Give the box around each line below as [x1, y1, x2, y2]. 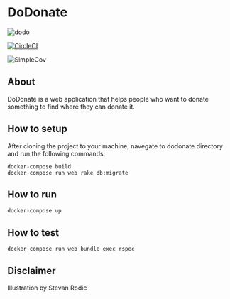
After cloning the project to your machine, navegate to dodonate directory [7, 141, 224, 150]
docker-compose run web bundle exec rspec [7, 246, 135, 253]
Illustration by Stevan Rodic [7, 283, 87, 292]
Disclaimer [7, 264, 56, 277]
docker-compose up [7, 207, 62, 214]
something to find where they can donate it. [7, 102, 135, 111]
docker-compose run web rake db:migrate [7, 169, 129, 176]
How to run [7, 188, 57, 200]
